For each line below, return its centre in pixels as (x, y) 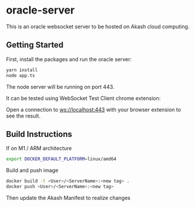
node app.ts (20, 75)
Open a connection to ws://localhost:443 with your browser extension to (94, 109)
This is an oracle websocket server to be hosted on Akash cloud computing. (98, 26)
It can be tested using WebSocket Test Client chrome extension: (83, 98)
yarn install (22, 70)
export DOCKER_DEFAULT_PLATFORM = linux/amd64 (61, 159)
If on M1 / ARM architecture (39, 148)
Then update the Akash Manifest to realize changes (68, 198)
